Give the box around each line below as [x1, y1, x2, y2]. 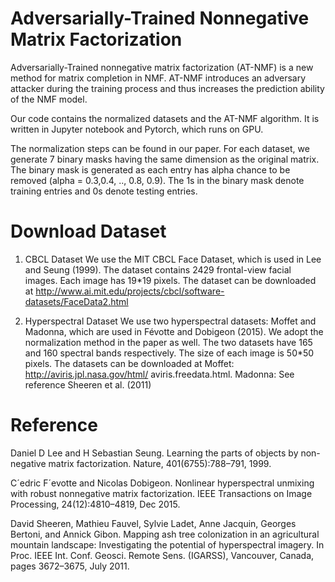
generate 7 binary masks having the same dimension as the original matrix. [10, 153, 320, 165]
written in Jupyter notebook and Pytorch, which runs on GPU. [10, 123, 264, 135]
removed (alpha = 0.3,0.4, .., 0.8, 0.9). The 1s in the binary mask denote [10, 174, 305, 186]
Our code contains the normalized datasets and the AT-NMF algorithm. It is [10, 112, 320, 124]
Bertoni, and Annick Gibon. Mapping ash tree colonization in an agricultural [10, 528, 320, 540]
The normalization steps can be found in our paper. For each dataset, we [10, 142, 310, 154]
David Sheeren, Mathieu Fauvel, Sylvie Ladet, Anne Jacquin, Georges [10, 517, 297, 529]
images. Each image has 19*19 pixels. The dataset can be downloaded [24, 274, 317, 286]
